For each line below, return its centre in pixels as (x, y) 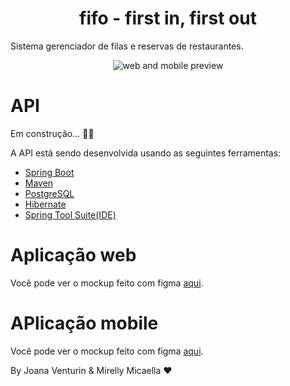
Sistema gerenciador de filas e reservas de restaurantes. (127, 46)
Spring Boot (49, 172)
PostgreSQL (49, 193)
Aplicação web (73, 255)
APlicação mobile (84, 323)
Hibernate (45, 204)
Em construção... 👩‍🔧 (52, 133)
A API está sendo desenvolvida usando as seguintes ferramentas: (146, 153)
